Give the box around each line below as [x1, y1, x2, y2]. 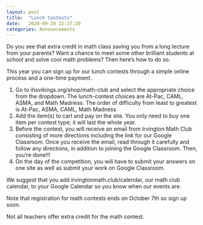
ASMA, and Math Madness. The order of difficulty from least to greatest [15, 99, 197, 107]
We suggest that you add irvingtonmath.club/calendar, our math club [6, 176, 180, 184]
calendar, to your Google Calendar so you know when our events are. [6, 183, 182, 190]
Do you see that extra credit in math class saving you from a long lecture [6, 43, 190, 50]
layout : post [6, 9, 40, 15]
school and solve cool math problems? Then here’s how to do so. [6, 56, 170, 63]
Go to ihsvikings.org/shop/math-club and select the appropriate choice [15, 86, 195, 94]
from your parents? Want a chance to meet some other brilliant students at [6, 50, 194, 57]
